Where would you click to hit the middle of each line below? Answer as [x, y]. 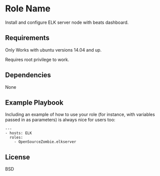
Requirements [27, 38]
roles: [16, 138]
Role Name [28, 9]
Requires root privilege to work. [37, 59]
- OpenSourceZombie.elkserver [45, 142]
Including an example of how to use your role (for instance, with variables [80, 115]
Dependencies [28, 75]
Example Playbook [34, 102]
